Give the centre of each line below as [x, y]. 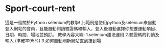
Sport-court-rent [40, 8]
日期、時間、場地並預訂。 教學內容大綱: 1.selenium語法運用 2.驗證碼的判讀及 [82, 34]
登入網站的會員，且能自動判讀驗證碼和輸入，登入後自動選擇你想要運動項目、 [82, 28]
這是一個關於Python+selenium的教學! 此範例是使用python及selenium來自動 [81, 22]
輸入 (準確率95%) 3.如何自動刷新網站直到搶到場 [53, 40]
